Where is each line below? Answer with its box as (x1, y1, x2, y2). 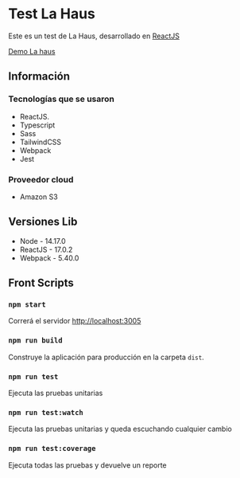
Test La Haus (8, 5, 95, 23)
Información (8, 69, 70, 84)
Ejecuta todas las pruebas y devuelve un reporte (8, 460, 167, 470)
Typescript (19, 120, 56, 130)
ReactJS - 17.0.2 (19, 245, 73, 254)
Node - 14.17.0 (19, 236, 66, 245)
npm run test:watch (8, 408, 83, 417)
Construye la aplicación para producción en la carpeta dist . (8, 352, 204, 362)
